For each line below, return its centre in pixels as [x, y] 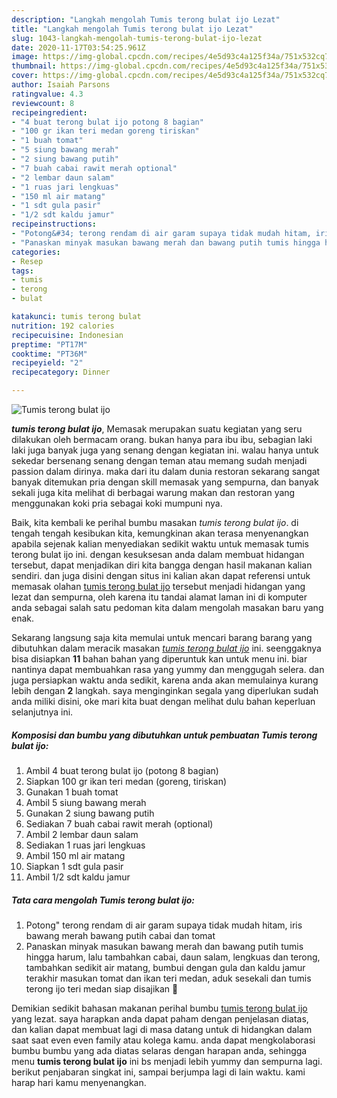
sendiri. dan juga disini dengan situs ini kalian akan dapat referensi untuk [161, 575]
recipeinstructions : [54, 224]
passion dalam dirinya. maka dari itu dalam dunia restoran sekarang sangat [166, 471]
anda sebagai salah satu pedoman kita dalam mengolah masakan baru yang [167, 607]
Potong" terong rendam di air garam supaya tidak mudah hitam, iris [164, 925]
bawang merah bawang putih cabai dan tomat [120, 935]
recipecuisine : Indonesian [67, 335]
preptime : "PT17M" [49, 344]
